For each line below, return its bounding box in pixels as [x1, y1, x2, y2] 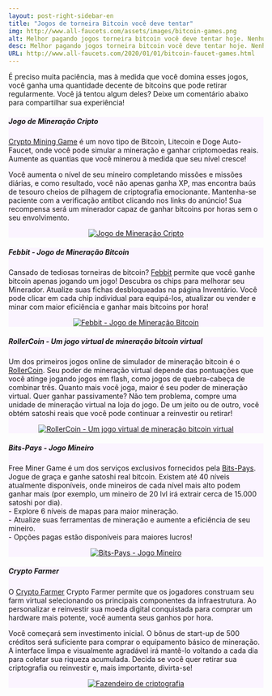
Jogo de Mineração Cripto [8, 116, 99, 126]
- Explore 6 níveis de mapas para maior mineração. [8, 506, 179, 516]
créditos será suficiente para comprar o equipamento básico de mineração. [8, 637, 261, 647]
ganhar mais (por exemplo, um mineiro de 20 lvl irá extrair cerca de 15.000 [8, 488, 257, 499]
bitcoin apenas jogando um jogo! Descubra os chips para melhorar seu [8, 276, 245, 286]
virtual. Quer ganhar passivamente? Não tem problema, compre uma [8, 391, 237, 401]
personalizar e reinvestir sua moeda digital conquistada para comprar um [8, 604, 253, 613]
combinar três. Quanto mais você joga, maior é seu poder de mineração [8, 382, 249, 392]
